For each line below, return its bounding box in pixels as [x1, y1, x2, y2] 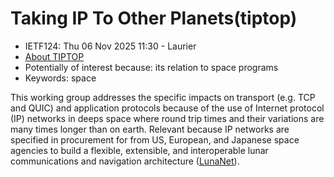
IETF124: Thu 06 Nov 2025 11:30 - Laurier [24, 40, 197, 52]
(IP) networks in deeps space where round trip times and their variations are [10, 112, 325, 124]
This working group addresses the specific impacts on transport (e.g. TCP [10, 91, 316, 103]
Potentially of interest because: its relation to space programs [24, 61, 279, 73]
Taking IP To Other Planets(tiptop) [10, 7, 298, 30]
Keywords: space [24, 72, 97, 84]
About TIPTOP [24, 50, 85, 62]
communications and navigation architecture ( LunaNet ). [10, 155, 240, 167]
